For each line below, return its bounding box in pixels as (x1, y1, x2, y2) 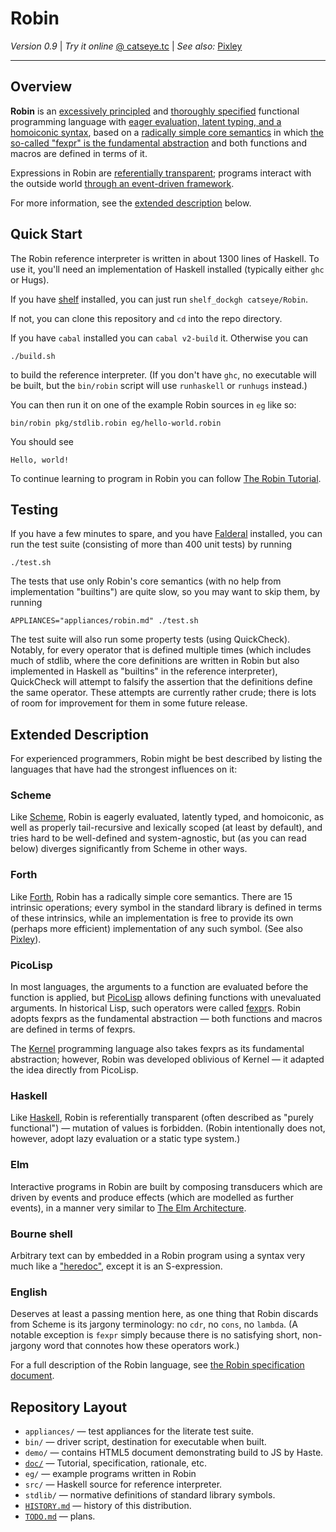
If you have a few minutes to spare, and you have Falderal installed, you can (10, 528, 323, 540)
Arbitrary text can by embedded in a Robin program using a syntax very (10, 1249, 306, 1261)
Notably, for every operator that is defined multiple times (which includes (10, 644, 312, 656)
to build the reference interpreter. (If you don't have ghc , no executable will (10, 368, 317, 381)
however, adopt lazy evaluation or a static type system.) (10, 1133, 241, 1145)
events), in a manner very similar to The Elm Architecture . (10, 1202, 247, 1214)
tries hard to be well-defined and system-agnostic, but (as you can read (10, 832, 307, 844)
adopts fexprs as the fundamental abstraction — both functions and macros (10, 1013, 323, 1025)
